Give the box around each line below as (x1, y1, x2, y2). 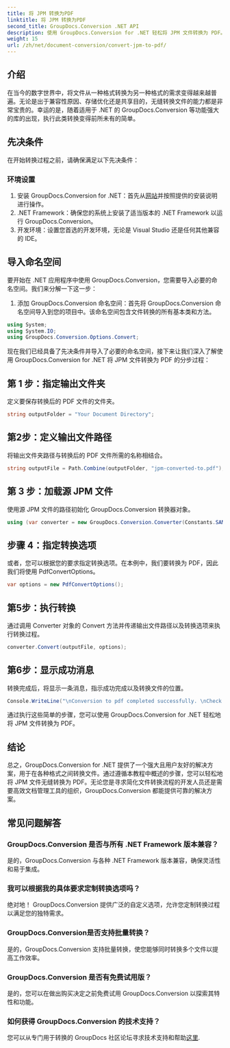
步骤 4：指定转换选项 (7, 539, 97, 551)
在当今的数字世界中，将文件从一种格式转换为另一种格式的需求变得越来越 (7, 88, 211, 97)
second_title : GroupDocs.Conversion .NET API (7, 23, 139, 29)
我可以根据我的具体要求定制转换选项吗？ (7, 883, 140, 893)
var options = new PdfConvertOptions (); (7, 581, 125, 588)
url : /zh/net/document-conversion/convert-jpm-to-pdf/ (7, 42, 167, 49)
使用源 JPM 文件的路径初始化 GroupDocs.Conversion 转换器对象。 (7, 505, 194, 513)
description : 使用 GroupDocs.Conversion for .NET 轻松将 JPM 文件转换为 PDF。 (7, 29, 226, 36)
